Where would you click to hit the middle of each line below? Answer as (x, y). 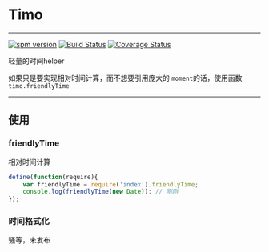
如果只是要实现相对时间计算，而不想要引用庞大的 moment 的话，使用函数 (125, 78)
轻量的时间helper (36, 61)
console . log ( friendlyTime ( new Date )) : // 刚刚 (100, 192)
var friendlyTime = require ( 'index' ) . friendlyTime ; (110, 184)
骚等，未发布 (29, 240)
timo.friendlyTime (39, 86)
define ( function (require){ (53, 177)
